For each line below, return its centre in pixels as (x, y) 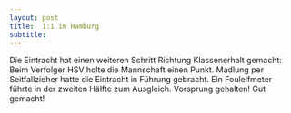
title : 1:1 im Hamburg (55, 26)
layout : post (34, 18)
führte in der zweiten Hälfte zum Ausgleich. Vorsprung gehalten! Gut (138, 89)
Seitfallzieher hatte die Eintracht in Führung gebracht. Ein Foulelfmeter (141, 80)
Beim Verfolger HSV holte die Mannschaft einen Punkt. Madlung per (137, 70)
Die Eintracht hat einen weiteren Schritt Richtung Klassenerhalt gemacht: (145, 61)
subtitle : (28, 34)
